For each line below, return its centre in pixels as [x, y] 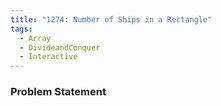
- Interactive [48, 57]
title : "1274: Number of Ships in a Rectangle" [111, 19]
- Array [35, 38]
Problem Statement [58, 92]
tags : [21, 29]
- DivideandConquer [60, 47]
